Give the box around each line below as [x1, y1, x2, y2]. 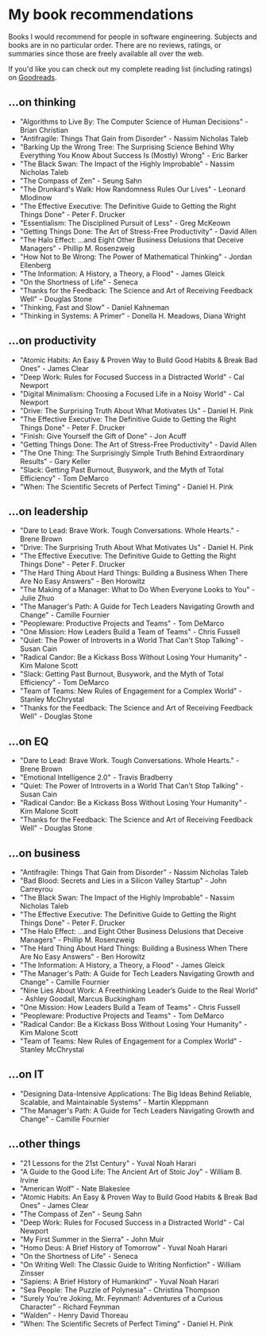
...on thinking [8, 95, 76, 109]
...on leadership [8, 505, 89, 518]
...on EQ [8, 734, 49, 748]
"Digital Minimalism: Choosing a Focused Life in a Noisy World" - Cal [19, 389, 245, 398]
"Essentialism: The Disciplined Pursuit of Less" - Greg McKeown [19, 218, 231, 227]
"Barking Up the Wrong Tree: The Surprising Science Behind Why [19, 141, 235, 152]
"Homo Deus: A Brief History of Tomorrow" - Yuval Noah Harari [19, 1242, 228, 1253]
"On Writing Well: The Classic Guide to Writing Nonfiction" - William [19, 1260, 241, 1269]
